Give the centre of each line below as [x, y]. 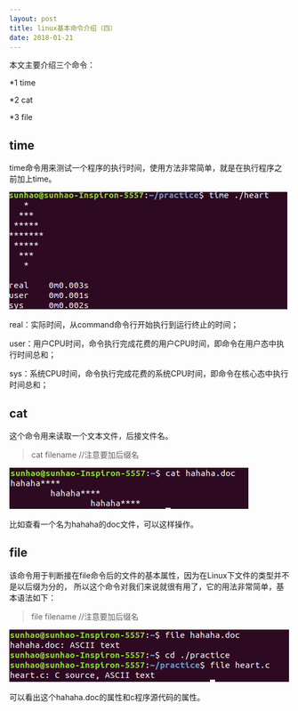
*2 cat [21, 100]
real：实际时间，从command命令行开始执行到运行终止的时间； [124, 325]
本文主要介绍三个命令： [52, 65]
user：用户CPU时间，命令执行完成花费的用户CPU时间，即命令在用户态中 [143, 343]
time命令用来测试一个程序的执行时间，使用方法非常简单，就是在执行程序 [142, 168]
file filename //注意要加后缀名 [85, 616]
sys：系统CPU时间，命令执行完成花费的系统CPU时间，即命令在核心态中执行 [149, 374]
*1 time [23, 83]
